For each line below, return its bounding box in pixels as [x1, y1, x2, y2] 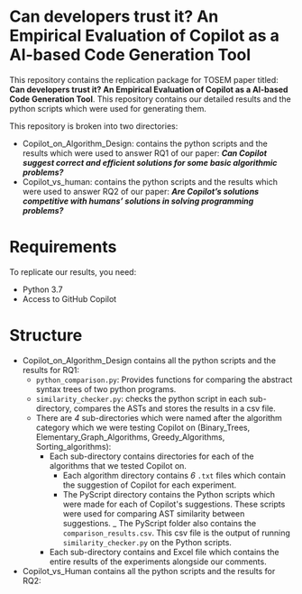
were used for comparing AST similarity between [62, 507, 245, 519]
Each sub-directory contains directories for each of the [49, 451, 254, 461]
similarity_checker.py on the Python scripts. [62, 536, 233, 547]
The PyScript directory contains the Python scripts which [62, 489, 276, 499]
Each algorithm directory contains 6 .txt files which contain [62, 470, 287, 480]
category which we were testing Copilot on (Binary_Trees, [35, 422, 251, 433]
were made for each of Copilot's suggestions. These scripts [62, 498, 286, 509]
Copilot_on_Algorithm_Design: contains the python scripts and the [22, 138, 269, 149]
